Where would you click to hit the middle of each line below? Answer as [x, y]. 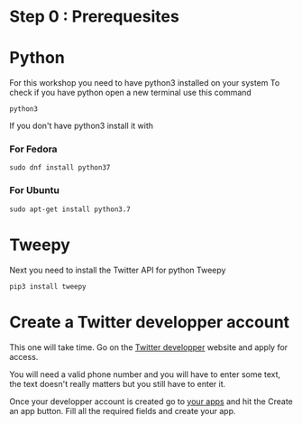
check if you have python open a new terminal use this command [131, 93]
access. [24, 356]
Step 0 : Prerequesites [95, 17]
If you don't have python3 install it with [82, 126]
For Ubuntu [35, 190]
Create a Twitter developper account [150, 322]
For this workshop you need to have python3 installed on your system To [145, 83]
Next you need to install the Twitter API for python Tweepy [118, 270]
